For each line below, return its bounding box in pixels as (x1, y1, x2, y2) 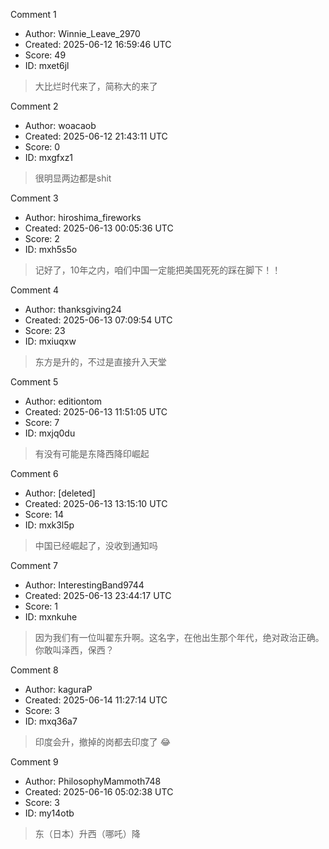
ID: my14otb (24, 807, 75, 819)
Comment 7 (10, 560, 59, 571)
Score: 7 (24, 417, 60, 428)
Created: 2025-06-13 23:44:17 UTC (24, 590, 172, 601)
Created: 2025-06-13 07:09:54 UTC (24, 314, 173, 326)
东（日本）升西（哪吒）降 (34, 828, 141, 839)
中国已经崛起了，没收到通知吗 (34, 540, 158, 551)
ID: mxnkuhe (24, 611, 78, 623)
